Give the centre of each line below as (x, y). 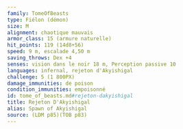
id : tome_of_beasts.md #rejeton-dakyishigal (70, 96)
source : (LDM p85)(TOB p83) (47, 115)
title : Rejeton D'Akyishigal (49, 102)
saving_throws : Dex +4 (39, 58)
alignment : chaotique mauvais (50, 32)
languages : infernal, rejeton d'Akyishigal (70, 70)
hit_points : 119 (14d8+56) (46, 45)
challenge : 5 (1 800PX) (41, 77)
